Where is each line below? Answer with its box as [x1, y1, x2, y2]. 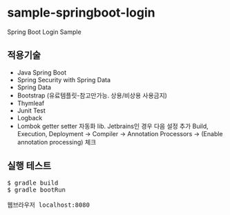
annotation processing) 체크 [17, 138, 97, 146]
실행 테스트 [7, 160, 52, 172]
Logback [17, 113, 43, 122]
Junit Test [17, 106, 46, 115]
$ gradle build [7, 178, 59, 187]
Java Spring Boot [17, 68, 67, 77]
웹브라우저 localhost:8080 [7, 200, 90, 209]
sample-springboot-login [7, 5, 155, 21]
